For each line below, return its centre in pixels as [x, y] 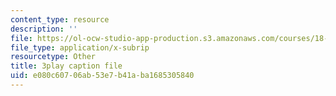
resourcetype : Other [53, 57]
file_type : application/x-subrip [80, 47]
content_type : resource [60, 19]
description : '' [44, 29]
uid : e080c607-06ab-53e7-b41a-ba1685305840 [102, 76]
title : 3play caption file [66, 66]
